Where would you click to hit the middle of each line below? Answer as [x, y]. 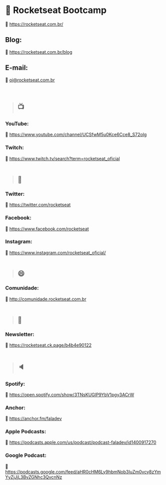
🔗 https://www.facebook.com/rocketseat [47, 229]
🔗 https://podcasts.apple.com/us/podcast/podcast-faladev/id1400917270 [81, 442]
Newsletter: [20, 334]
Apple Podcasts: [26, 432]
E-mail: [17, 68]
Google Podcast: [26, 455]
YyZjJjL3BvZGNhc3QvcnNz [34, 477]
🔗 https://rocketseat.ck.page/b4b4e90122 [48, 345]
